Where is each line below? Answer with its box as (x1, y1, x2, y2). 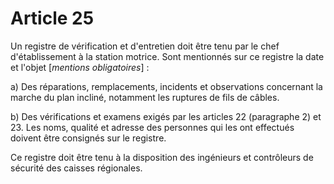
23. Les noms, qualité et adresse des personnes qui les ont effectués (10, 121, 295, 133)
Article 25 (10, 7, 95, 30)
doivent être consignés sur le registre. (10, 132, 167, 144)
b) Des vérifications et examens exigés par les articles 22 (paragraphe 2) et (10, 110, 322, 122)
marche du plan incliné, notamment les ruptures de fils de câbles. (10, 91, 280, 103)
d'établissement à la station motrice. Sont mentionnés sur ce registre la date (10, 50, 325, 62)
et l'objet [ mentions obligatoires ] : (10, 61, 150, 73)
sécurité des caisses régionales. (10, 162, 143, 174)
